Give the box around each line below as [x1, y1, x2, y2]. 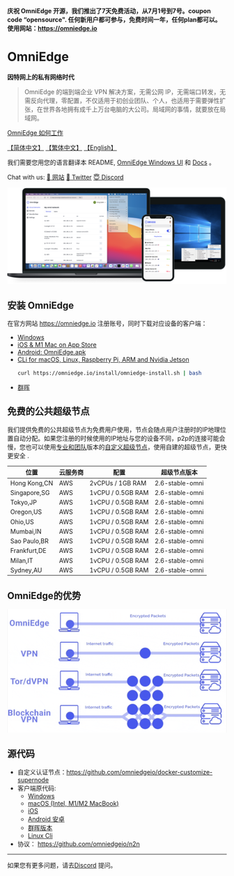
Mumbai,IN [10, 527, 42, 535]
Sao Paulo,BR [10, 537, 49, 545]
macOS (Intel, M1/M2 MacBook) [27, 799, 120, 807]
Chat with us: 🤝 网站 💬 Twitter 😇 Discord [7, 173, 124, 181]
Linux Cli [27, 831, 54, 840]
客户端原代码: [17, 783, 56, 792]
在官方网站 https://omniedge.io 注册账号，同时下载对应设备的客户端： [7, 320, 208, 328]
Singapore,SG [10, 488, 50, 496]
